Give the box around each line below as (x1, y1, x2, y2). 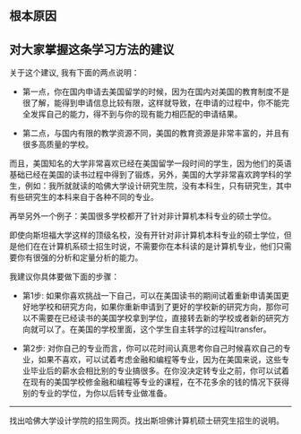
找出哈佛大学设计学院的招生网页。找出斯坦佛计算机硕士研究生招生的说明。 (9, 415, 284, 426)
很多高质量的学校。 (21, 139, 94, 150)
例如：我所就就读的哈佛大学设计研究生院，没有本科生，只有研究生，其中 (24, 180, 292, 191)
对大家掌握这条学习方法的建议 (9, 41, 175, 56)
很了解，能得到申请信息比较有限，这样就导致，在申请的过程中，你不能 (21, 98, 282, 108)
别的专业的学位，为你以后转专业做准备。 (21, 388, 172, 399)
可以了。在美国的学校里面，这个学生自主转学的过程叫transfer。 (38, 324, 271, 334)
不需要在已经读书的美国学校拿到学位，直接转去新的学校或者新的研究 (30, 313, 282, 324)
